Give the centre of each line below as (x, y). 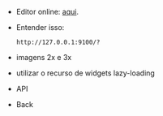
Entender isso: (40, 27)
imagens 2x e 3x (44, 57)
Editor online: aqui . (47, 12)
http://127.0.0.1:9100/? (58, 42)
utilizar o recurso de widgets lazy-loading (86, 73)
